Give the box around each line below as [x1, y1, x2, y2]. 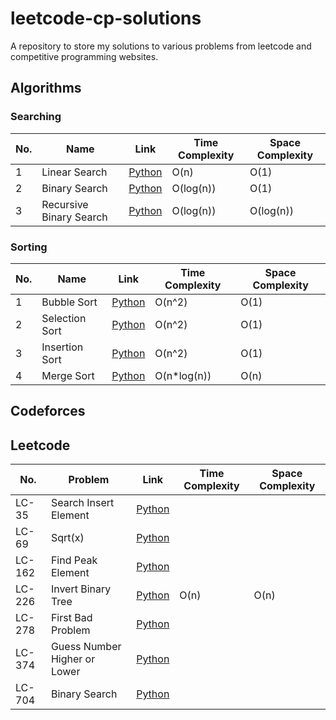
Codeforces [10, 403, 86, 420]
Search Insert [50, 496, 115, 510]
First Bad [50, 611, 93, 625]
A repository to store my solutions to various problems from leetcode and [10, 40, 312, 52]
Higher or [50, 652, 96, 666]
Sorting [10, 240, 48, 254]
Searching [10, 110, 62, 124]
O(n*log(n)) [154, 368, 212, 382]
